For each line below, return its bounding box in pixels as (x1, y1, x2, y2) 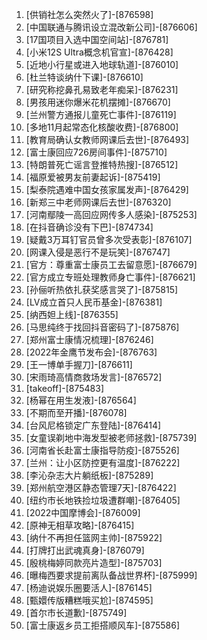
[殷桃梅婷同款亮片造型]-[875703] (25, 557, 163, 568)
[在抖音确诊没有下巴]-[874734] (25, 221, 154, 233)
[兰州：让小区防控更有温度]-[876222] (25, 457, 181, 468)
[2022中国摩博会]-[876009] (25, 507, 141, 518)
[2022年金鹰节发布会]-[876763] (25, 346, 158, 358)
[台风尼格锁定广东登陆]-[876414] (25, 419, 162, 431)
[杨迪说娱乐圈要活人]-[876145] (25, 582, 153, 593)
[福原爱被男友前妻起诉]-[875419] (25, 171, 161, 183)
